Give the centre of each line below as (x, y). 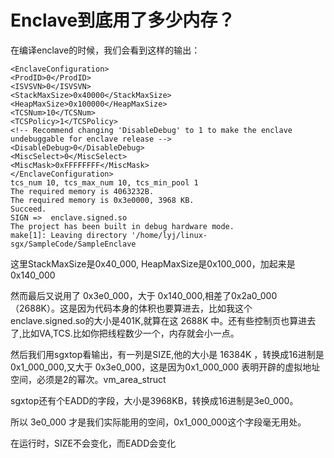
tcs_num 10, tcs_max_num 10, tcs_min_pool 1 (104, 182)
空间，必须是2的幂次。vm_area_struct (88, 379)
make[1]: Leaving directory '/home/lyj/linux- (109, 235)
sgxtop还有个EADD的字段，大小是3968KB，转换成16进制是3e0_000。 (154, 400)
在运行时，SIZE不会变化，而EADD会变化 (93, 443)
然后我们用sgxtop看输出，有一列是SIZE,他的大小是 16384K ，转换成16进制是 (167, 354)
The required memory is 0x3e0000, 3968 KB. (102, 200)
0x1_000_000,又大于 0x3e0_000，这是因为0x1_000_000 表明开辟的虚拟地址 (165, 367)
